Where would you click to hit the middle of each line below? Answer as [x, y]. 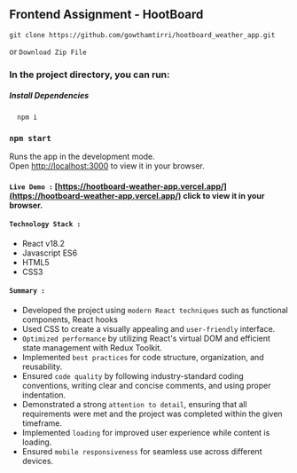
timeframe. [42, 423]
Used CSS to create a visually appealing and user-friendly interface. [148, 329]
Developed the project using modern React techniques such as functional [155, 310]
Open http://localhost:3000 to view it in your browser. [107, 166]
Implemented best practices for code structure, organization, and [143, 357]
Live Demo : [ [34, 186]
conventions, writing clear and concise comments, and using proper [146, 386]
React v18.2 [43, 243]
